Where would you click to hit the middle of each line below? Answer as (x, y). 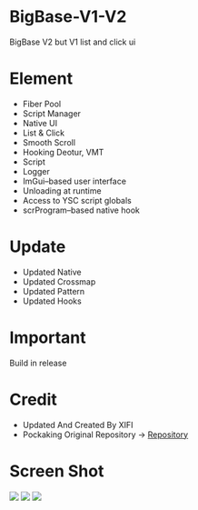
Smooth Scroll (49, 142)
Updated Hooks (52, 301)
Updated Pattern (54, 291)
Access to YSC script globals (77, 200)
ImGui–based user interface (74, 181)
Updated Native (52, 272)
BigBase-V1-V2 (68, 17)
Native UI (40, 123)
